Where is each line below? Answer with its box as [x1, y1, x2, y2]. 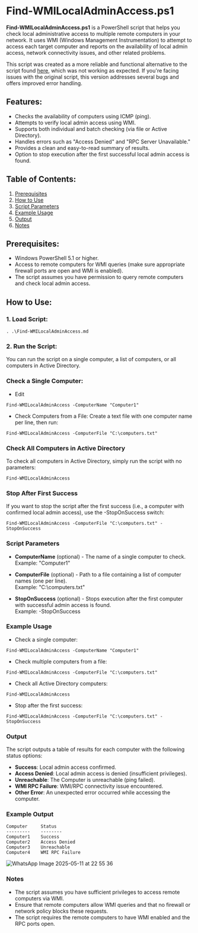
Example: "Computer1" [14, 559, 71, 566]
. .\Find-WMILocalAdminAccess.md [6, 328, 89, 334]
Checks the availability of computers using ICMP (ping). [14, 112, 151, 120]
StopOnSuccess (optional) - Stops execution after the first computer [14, 595, 183, 602]
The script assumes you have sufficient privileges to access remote [14, 888, 180, 896]
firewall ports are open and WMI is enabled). [14, 267, 123, 274]
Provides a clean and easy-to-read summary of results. [14, 144, 150, 151]
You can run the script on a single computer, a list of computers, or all [6, 356, 177, 363]
